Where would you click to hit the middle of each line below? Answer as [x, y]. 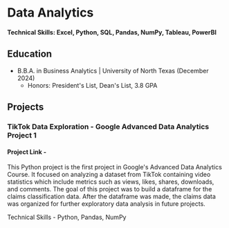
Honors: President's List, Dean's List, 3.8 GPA [92, 85]
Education [30, 54]
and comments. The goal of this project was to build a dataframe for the [110, 189]
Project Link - [27, 152]
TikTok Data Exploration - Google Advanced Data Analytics [108, 126]
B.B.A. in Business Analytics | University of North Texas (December [113, 70]
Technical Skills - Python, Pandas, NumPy [67, 217]
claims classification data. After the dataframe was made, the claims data [112, 197]
